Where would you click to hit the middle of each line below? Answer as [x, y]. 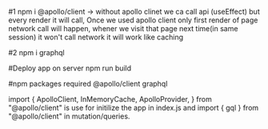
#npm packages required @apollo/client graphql [88, 84]
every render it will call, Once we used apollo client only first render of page [133, 20]
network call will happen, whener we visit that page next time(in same [123, 28]
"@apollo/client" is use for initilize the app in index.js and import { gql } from [134, 108]
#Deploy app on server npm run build [70, 68]
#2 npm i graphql [37, 52]
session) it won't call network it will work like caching [96, 37]
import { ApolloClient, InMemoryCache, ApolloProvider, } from [110, 99]
